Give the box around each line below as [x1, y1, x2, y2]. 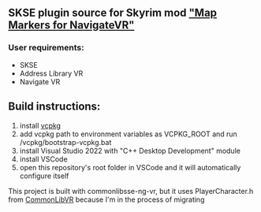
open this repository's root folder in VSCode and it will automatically [19, 162, 241, 172]
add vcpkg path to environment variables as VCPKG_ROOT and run [19, 129, 238, 139]
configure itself [19, 171, 69, 180]
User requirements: [8, 43, 84, 54]
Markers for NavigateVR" [8, 19, 135, 32]
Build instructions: [8, 100, 101, 113]
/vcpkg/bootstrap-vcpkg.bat [19, 137, 112, 147]
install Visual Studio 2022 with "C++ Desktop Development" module [19, 146, 240, 155]
